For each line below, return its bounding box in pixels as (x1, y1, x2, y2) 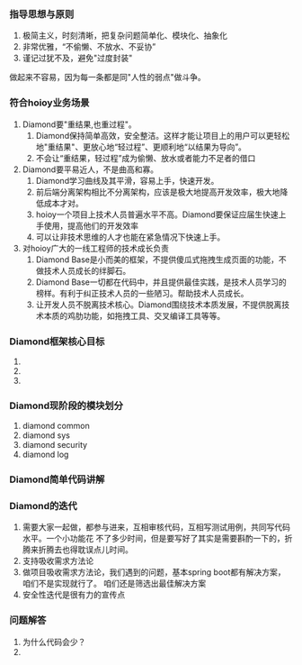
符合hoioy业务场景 (9, 96, 90, 109)
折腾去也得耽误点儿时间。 (38, 544, 133, 555)
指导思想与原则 (9, 7, 75, 20)
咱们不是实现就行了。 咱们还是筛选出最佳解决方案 (22, 578, 207, 589)
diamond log (22, 449, 69, 460)
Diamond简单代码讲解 (9, 473, 105, 486)
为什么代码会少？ (22, 636, 86, 647)
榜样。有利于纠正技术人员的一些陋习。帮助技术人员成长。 (35, 287, 249, 298)
